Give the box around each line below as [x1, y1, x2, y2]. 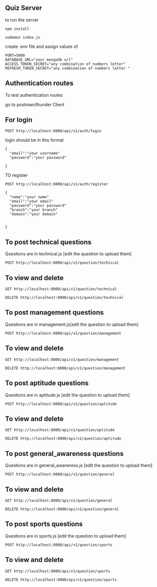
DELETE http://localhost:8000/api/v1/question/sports [5, 577, 117, 582]
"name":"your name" [9, 195, 49, 200]
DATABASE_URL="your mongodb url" [5, 57, 73, 62]
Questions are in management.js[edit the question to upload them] [5, 321, 139, 327]
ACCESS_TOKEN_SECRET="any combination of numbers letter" [5, 61, 126, 67]
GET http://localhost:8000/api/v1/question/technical [5, 287, 117, 292]
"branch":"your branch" [9, 207, 58, 212]
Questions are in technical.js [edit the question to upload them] [5, 251, 132, 257]
